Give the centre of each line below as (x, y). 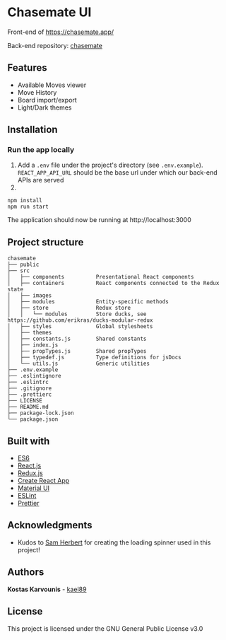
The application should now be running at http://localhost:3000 (100, 220)
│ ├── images (30, 296)
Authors (26, 572)
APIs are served (41, 180)
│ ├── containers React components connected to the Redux (113, 284)
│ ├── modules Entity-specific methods (88, 302)
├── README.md (28, 407)
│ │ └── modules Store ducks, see (77, 314)
